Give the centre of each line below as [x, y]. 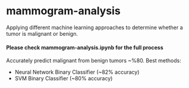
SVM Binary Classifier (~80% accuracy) [64, 78]
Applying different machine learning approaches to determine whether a [94, 27]
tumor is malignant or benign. [42, 33]
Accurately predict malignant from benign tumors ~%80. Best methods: [94, 61]
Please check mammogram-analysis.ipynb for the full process [85, 47]
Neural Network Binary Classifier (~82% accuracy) [77, 72]
